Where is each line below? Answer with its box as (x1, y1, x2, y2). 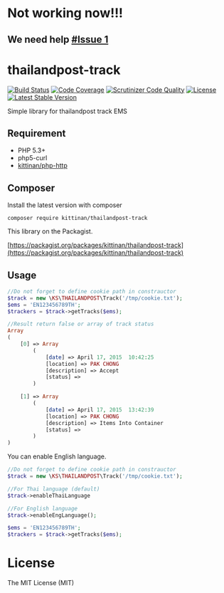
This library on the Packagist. (7, 227, 93, 236)
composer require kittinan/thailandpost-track (7, 215, 148, 222)
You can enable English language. (7, 452, 107, 461)
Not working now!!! (7, 5, 123, 21)
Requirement (7, 127, 66, 140)
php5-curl (17, 154, 48, 162)
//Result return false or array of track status (7, 320, 154, 328)
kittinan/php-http (17, 162, 68, 170)
